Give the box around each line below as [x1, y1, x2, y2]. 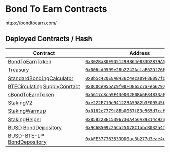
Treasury [8, 66, 29, 73]
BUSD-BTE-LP [8, 132, 44, 139]
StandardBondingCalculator [8, 74, 74, 82]
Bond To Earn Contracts [5, 3, 107, 15]
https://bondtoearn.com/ [5, 20, 57, 26]
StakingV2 [8, 99, 33, 106]
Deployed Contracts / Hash [5, 34, 93, 43]
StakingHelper [8, 116, 42, 123]
